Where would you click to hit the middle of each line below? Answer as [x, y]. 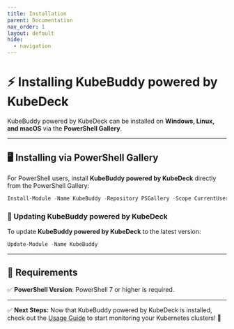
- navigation [32, 46]
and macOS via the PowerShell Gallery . [65, 128]
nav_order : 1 [26, 27]
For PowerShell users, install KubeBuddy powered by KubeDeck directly [112, 178]
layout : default [31, 33]
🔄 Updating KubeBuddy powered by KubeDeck [88, 216]
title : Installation [37, 14]
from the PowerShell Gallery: [48, 185]
